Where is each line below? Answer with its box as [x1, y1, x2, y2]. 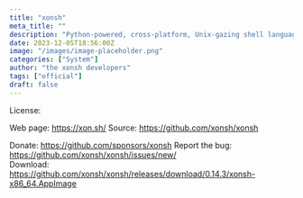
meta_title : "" [9, 22, 67, 31]
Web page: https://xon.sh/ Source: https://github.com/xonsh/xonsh [9, 122, 259, 133]
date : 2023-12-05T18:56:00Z [9, 38, 115, 48]
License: [9, 104, 41, 115]
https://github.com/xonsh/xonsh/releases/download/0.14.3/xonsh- [9, 168, 255, 179]
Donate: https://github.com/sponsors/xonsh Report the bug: [9, 139, 233, 150]
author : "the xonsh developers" [9, 64, 131, 73]
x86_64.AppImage [9, 177, 77, 189]
